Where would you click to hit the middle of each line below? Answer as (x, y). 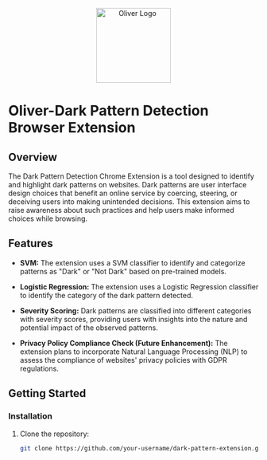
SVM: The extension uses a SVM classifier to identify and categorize (132, 262)
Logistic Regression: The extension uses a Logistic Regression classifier (139, 286)
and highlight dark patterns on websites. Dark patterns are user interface (128, 185)
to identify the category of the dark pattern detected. (106, 295)
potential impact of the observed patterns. (89, 328)
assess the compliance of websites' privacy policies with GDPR (124, 360)
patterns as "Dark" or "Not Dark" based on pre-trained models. (123, 271)
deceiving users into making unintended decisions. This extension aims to (129, 202)
